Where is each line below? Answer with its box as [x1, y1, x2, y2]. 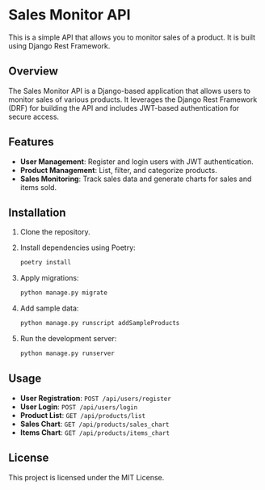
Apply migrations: [19, 273, 79, 283]
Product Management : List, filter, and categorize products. [19, 165, 217, 175]
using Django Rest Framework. [8, 40, 111, 50]
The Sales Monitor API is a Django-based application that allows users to [8, 86, 250, 95]
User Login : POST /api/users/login [19, 402, 138, 412]
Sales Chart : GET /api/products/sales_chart [19, 419, 170, 429]
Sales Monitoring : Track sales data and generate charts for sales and [19, 174, 252, 184]
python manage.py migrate [19, 289, 107, 297]
